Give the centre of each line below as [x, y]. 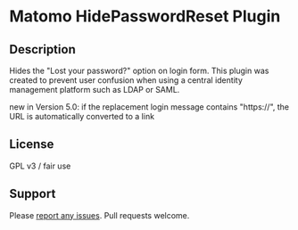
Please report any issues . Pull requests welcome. [99, 215]
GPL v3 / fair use [40, 166]
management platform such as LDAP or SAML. [95, 90]
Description [42, 49]
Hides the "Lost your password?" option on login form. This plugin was [139, 70]
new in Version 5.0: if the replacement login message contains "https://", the [149, 107]
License [32, 144]
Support [33, 194]
